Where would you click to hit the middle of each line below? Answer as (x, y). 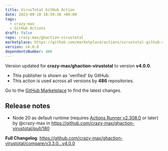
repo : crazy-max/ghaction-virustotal (44, 38)
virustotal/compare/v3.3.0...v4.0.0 (40, 144)
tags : (11, 19)
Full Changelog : (22, 138)
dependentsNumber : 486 (29, 51)
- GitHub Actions (28, 28)
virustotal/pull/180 (31, 129)
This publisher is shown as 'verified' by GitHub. (61, 75)
